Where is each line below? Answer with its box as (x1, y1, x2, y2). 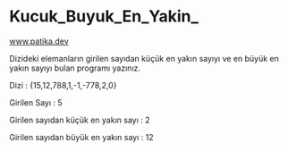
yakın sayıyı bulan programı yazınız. (9, 63, 141, 73)
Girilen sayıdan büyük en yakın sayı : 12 (9, 131, 154, 142)
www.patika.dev (9, 36, 69, 46)
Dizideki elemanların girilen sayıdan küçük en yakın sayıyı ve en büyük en (9, 53, 280, 63)
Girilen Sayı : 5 (9, 96, 63, 108)
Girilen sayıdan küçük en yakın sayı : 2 (9, 114, 150, 125)
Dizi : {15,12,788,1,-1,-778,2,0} (9, 80, 117, 90)
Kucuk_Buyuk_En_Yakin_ (9, 6, 199, 27)
